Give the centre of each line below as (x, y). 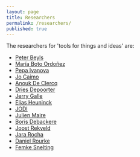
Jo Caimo (27, 77)
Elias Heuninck (33, 103)
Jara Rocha (29, 135)
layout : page (23, 12)
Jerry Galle (29, 96)
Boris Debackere (36, 122)
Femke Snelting (34, 147)
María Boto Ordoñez (40, 64)
